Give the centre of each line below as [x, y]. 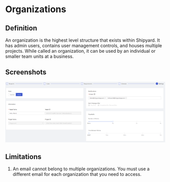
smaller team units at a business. [40, 56]
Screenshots [26, 72]
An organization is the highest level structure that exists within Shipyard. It [83, 40]
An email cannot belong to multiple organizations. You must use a [81, 169]
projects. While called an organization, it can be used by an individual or [80, 51]
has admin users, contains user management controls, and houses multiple [84, 46]
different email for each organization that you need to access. [77, 174]
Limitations [23, 156]
